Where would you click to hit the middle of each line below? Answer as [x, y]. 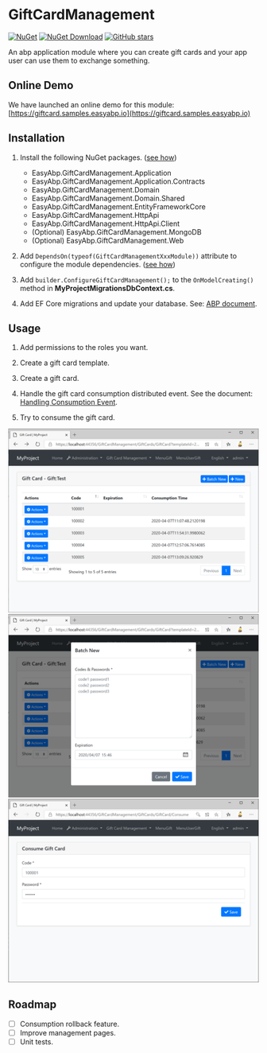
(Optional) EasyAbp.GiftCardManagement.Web [108, 240]
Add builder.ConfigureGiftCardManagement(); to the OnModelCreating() [137, 279]
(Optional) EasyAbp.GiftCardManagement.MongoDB [116, 231]
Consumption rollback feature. [70, 1024]
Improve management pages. [68, 1032]
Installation [37, 138]
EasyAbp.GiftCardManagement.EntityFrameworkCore [119, 206]
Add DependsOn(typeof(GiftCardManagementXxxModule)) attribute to [128, 255]
